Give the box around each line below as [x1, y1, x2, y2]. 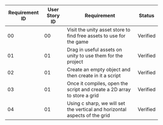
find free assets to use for [67, 32, 126, 39]
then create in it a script [67, 72, 121, 79]
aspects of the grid [67, 112, 110, 119]
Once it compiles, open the [67, 80, 129, 86]
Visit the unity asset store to [67, 27, 130, 33]
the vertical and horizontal [67, 106, 127, 112]
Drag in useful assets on [67, 46, 122, 53]
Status [139, 12, 154, 19]
